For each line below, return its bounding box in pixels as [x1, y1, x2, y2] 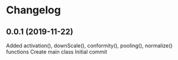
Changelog [6, 3, 61, 17]
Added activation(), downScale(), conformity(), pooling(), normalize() [6, 42, 173, 49]
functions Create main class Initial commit [6, 48, 108, 55]
